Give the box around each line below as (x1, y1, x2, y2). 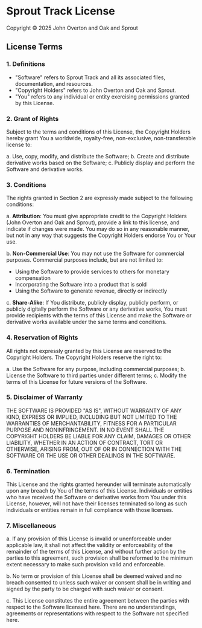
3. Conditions (6, 180, 46, 189)
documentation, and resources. (14, 80, 93, 87)
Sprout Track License (6, 4, 116, 18)
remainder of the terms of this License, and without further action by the (6, 548, 186, 555)
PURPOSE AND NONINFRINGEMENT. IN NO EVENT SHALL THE (6, 426, 165, 433)
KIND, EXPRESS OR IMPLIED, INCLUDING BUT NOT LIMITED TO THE (6, 413, 177, 421)
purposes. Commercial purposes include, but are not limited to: (6, 256, 163, 264)
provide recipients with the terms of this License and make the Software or (6, 312, 192, 319)
